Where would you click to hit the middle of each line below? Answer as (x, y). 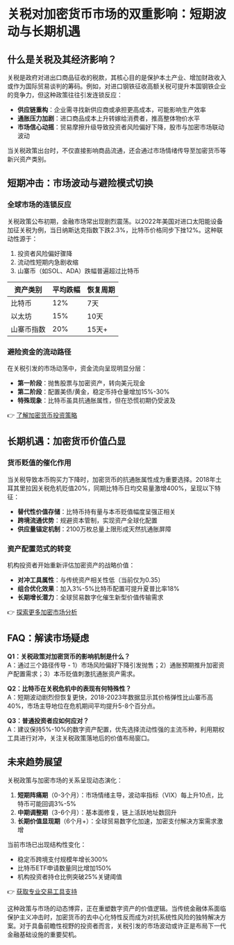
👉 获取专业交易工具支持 (42, 891)
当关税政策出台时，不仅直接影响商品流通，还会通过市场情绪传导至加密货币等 (117, 151)
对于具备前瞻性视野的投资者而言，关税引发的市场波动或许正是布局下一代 (123, 926)
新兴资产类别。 (28, 159)
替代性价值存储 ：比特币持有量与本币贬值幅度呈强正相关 (96, 511)
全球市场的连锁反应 (39, 204)
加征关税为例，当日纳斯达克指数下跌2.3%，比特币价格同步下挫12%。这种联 (115, 229)
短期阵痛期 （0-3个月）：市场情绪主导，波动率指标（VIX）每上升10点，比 (120, 795)
